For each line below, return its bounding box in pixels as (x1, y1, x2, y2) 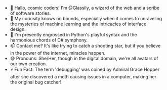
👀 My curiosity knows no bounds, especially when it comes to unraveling (10, 16, 162, 21)
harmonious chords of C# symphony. (10, 37, 88, 43)
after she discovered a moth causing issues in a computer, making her (10, 74, 157, 79)
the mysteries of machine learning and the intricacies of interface (10, 21, 147, 27)
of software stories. (10, 10, 51, 16)
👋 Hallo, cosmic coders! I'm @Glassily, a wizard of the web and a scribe (10, 5, 160, 11)
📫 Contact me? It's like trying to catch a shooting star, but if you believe (10, 43, 161, 49)
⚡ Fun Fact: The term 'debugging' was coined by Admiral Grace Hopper (10, 66, 160, 72)
